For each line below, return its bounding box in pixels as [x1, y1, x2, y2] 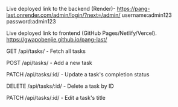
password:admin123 [6, 18, 56, 25]
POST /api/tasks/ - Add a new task [6, 60, 92, 66]
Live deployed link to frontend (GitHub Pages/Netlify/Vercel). [6, 29, 157, 37]
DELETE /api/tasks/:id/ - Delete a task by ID [6, 82, 115, 90]
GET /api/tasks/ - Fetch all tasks [6, 47, 86, 55]
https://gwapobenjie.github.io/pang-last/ [6, 36, 107, 43]
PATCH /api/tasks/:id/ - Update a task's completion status [6, 71, 150, 78]
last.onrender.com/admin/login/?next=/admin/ [6, 11, 121, 19]
